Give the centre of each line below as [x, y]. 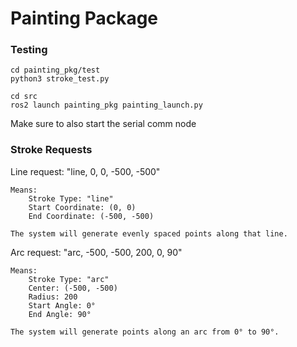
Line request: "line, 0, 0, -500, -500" [85, 171]
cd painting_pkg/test [55, 70]
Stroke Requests [51, 150]
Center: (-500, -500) [73, 288]
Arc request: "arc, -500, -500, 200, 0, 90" [96, 252]
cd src [24, 97]
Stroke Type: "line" [71, 198]
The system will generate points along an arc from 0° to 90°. [145, 332]
